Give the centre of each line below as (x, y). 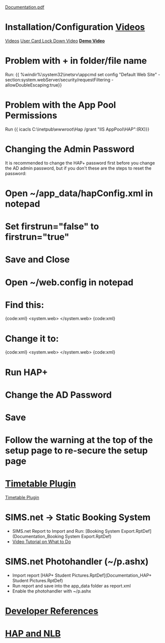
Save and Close (37, 260)
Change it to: (32, 339)
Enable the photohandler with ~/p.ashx (51, 591)
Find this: (25, 305)
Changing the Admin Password (70, 149)
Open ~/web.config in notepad (69, 282)
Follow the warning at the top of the (79, 440)
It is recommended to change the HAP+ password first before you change (80, 163)
